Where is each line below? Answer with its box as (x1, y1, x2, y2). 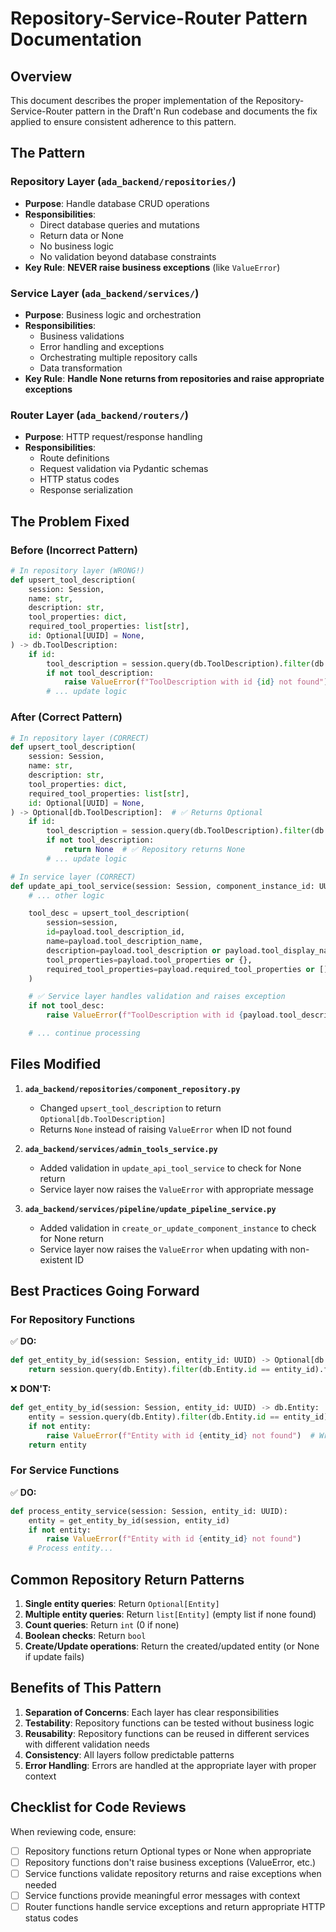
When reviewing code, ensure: (10, 1825, 137, 1837)
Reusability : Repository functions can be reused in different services (24, 1727, 310, 1739)
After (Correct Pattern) (10, 710, 123, 724)
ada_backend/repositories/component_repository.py (24, 1084, 241, 1094)
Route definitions (39, 452, 110, 464)
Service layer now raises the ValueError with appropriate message (39, 1183, 314, 1195)
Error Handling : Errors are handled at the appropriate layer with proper (24, 1759, 317, 1771)
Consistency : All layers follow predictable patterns (24, 1748, 235, 1761)
